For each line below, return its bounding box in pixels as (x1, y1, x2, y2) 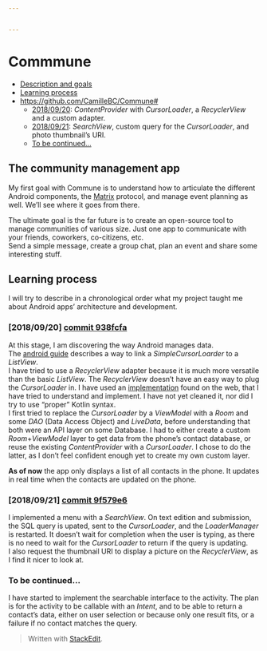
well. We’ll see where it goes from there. (8, 200, 140, 209)
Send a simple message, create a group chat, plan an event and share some (8, 240, 257, 250)
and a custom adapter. (31, 113, 106, 122)
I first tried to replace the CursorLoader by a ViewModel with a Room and (8, 408, 249, 418)
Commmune (8, 53, 92, 70)
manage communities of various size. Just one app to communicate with (8, 224, 247, 233)
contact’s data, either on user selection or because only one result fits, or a (8, 610, 255, 620)
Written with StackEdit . (27, 634, 104, 644)
